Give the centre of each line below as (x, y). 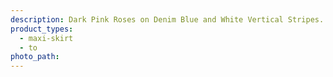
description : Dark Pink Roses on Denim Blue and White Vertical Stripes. (167, 19)
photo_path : (35, 57)
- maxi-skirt (46, 38)
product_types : (42, 29)
